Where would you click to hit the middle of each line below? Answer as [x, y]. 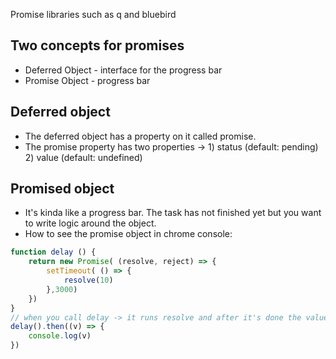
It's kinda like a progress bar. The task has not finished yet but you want [173, 213]
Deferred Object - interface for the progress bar [123, 70]
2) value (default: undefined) [83, 157]
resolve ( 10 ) [88, 280]
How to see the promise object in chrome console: [128, 234]
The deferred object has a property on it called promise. [140, 136]
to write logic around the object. [90, 223]
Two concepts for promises [97, 45]
